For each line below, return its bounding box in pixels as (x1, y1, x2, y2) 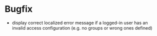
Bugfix (4, 3, 33, 15)
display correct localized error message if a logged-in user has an (11, 20, 148, 26)
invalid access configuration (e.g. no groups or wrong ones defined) (11, 25, 153, 31)
